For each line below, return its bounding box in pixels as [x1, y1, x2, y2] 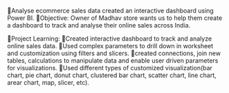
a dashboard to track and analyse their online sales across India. [7, 21, 191, 29]
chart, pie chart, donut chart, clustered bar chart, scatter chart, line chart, [7, 71, 217, 79]
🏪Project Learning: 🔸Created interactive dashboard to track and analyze [7, 34, 212, 43]
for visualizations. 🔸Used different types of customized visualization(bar [7, 64, 213, 72]
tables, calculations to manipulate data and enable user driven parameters [7, 56, 219, 65]
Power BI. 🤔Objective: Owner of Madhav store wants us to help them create [7, 14, 223, 22]
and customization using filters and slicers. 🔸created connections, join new [7, 49, 221, 57]
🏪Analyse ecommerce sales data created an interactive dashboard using [7, 7, 214, 14]
